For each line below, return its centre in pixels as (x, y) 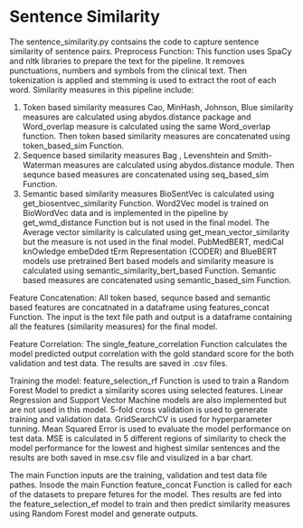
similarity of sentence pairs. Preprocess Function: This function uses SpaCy (151, 51)
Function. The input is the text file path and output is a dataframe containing (151, 316)
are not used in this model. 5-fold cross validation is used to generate (139, 410)
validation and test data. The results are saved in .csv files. (118, 363)
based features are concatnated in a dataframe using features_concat (139, 307)
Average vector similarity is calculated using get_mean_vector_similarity (156, 231)
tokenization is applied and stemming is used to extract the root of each (143, 80)
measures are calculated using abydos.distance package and (137, 117)
